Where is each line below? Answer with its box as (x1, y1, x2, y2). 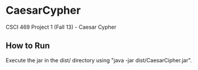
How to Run (5, 41, 50, 51)
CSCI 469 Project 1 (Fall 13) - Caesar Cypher (5, 23, 117, 31)
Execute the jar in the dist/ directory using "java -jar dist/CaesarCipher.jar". (5, 56, 192, 63)
